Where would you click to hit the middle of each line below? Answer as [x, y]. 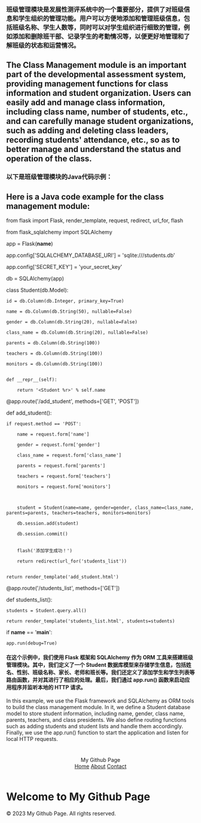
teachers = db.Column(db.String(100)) [54, 354]
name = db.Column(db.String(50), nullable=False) [69, 312]
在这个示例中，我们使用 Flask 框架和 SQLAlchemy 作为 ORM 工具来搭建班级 [100, 657]
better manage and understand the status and [94, 149]
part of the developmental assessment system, [96, 75]
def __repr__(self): [32, 380]
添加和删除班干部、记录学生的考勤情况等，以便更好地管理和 [98, 36]
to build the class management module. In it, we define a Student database [98, 707]
